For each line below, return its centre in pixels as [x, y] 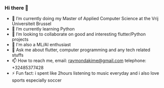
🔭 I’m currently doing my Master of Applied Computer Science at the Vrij [85, 19]
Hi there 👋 [17, 8]
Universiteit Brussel [32, 24]
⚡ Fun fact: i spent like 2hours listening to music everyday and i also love [85, 73]
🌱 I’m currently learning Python [43, 29]
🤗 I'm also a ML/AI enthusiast [41, 45]
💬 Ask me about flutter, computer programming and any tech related [81, 50]
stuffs [17, 55]
